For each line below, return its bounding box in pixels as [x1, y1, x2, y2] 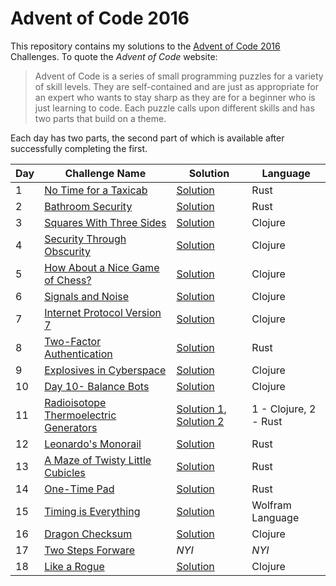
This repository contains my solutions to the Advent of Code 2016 [10, 40, 281, 52]
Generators [44, 420, 98, 434]
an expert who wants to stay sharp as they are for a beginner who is [34, 91, 316, 103]
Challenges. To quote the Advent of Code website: [10, 50, 218, 62]
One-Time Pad [44, 482, 115, 496]
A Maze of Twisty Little [44, 453, 152, 467]
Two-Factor [44, 334, 102, 348]
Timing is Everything [44, 504, 141, 518]
